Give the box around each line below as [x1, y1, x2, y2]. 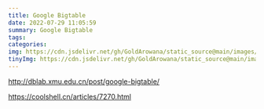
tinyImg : [8, 56, 37, 64]
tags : [8, 33, 26, 42]
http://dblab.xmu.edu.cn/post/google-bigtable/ [8, 76, 159, 86]
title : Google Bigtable [8, 11, 86, 20]
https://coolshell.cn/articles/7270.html [8, 92, 132, 101]
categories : [8, 41, 47, 49]
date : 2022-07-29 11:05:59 [8, 19, 97, 27]
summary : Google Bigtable [8, 26, 93, 34]
